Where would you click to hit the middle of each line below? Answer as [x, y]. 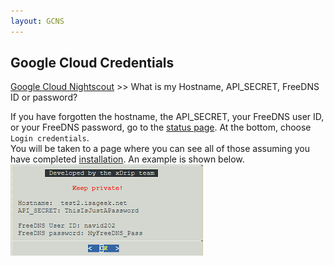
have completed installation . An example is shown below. [127, 159]
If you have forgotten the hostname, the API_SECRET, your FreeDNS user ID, [167, 117]
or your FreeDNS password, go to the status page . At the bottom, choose [161, 127]
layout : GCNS [37, 21]
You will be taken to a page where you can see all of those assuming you [160, 149]
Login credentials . [50, 138]
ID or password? [44, 97]
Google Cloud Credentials [92, 63]
